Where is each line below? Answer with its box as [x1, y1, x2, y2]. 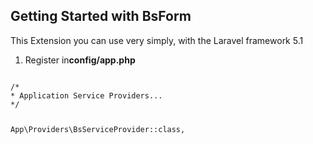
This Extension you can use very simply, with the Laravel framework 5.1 [10, 34, 304, 46]
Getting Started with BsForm [10, 8, 192, 25]
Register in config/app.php [24, 54, 136, 66]
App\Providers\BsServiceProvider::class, [10, 124, 186, 134]
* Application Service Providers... [10, 90, 163, 101]
